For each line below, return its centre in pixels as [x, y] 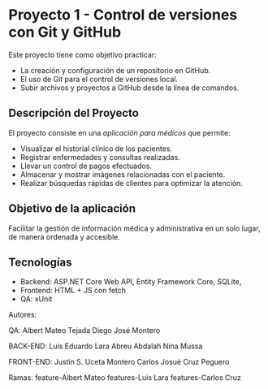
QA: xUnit [36, 299]
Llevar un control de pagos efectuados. [86, 166]
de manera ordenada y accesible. [64, 236]
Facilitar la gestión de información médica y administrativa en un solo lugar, [135, 228]
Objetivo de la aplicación [72, 209]
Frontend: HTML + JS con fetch [73, 291]
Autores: [23, 315]
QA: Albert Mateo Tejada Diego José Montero [84, 331]
